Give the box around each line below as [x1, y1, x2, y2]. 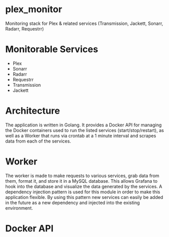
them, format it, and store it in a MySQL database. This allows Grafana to [5, 178, 158, 184]
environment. [5, 205, 33, 211]
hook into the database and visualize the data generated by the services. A [5, 183, 162, 189]
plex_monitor [5, 4, 63, 15]
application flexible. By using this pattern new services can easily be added [5, 194, 163, 200]
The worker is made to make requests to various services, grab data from [5, 173, 159, 179]
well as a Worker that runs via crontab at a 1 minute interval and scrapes [5, 132, 156, 139]
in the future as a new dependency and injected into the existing [5, 199, 140, 206]
